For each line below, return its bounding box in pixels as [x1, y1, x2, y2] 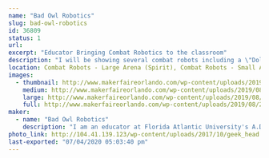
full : [22, 101, 42, 109]
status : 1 [8, 34, 42, 42]
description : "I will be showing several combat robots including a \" [8, 57, 252, 65]
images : [8, 71, 34, 79]
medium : [22, 85, 48, 94]
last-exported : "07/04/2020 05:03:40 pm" [8, 137, 149, 146]
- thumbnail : [15, 78, 59, 86]
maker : [8, 109, 30, 117]
